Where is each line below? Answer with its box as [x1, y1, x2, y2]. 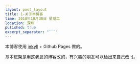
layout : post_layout [5, 7, 47, 12]
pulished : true [5, 25, 36, 30]
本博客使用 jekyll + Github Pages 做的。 [5, 44, 85, 49]
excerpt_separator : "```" [5, 30, 58, 34]
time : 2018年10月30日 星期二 [5, 16, 60, 21]
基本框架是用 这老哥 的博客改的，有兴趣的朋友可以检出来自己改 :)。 [5, 54, 138, 60]
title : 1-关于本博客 [5, 12, 43, 16]
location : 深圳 [5, 20, 35, 26]
